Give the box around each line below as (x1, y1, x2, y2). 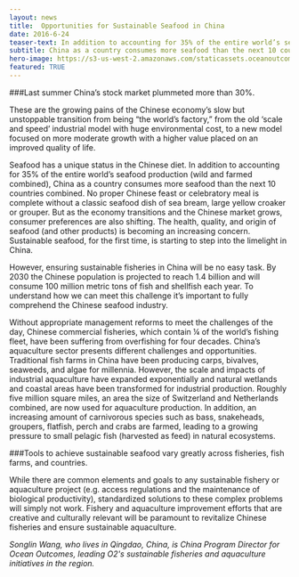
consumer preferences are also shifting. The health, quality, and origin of (9, 215, 277, 227)
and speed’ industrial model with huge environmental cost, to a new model (9, 123, 283, 134)
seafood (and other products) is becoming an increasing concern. (9, 225, 251, 236)
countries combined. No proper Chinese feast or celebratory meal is (9, 188, 260, 199)
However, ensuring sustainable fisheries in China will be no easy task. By (9, 262, 277, 272)
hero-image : (9, 54, 53, 63)
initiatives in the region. (9, 557, 95, 568)
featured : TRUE (9, 63, 66, 72)
